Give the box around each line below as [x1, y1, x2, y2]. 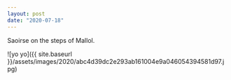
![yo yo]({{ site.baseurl [7, 50, 72, 58]
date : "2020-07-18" [7, 17, 64, 24]
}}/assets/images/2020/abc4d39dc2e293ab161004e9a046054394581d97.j [7, 57, 225, 65]
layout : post [7, 10, 45, 18]
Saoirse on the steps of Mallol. [7, 36, 95, 44]
